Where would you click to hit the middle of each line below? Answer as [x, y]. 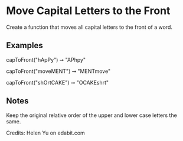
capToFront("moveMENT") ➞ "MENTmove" [58, 71]
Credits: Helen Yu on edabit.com [46, 133]
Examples [24, 46]
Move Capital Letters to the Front [88, 11]
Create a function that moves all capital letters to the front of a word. [89, 27]
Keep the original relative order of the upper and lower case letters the [91, 115]
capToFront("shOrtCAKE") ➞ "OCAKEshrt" [58, 82]
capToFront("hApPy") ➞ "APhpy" [46, 59]
